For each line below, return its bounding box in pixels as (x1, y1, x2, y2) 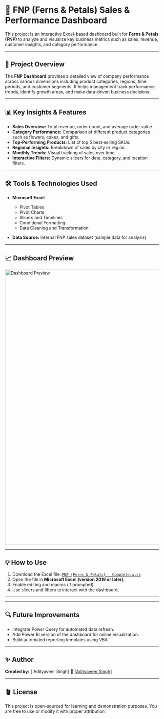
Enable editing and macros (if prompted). (12, 582, 95, 587)
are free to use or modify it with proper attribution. (5, 708, 106, 714)
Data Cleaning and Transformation (19, 225, 89, 231)
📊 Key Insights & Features (5, 108, 86, 116)
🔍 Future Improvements (5, 611, 80, 619)
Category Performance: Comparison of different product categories (12, 129, 150, 135)
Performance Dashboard (5, 15, 107, 26)
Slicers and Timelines (19, 215, 63, 221)
